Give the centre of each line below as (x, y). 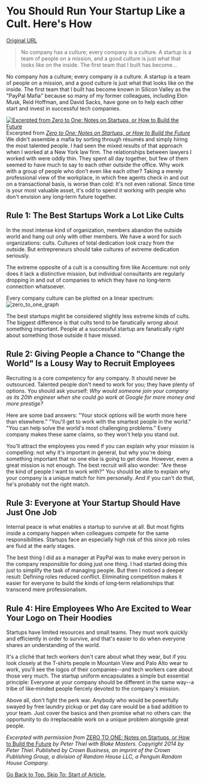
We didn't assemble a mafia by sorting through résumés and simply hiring (97, 139)
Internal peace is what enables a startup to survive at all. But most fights (95, 527)
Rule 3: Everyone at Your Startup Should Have (93, 503)
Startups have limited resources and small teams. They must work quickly (97, 633)
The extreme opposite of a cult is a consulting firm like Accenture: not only (98, 267)
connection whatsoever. (36, 286)
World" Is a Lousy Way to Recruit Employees (91, 364)
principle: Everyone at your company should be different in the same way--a (100, 682)
